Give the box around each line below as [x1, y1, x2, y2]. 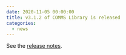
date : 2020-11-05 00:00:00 [6, 8, 75, 15]
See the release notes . [6, 42, 62, 50]
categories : [6, 20, 36, 26]
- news [12, 25, 28, 32]
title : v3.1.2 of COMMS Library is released [6, 15, 121, 21]
